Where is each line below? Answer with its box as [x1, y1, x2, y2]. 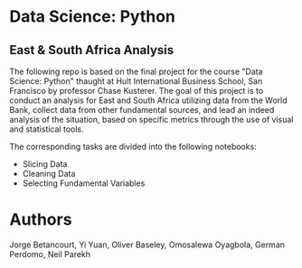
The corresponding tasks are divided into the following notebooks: [9, 142, 258, 152]
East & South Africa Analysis [9, 42, 175, 58]
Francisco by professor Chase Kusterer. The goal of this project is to [9, 86, 264, 96]
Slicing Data [22, 159, 68, 169]
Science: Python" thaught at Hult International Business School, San [9, 76, 263, 87]
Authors [9, 209, 72, 230]
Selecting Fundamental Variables [22, 178, 146, 189]
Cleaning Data [22, 169, 76, 179]
